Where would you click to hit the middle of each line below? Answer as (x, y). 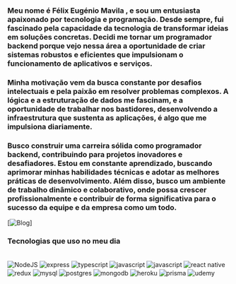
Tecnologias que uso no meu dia (64, 241)
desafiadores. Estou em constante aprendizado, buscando (110, 163)
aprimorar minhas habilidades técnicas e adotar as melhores (113, 172)
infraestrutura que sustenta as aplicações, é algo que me (107, 117)
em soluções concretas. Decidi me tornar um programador (110, 37)
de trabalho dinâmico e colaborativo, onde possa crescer (107, 189)
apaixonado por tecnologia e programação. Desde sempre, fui (116, 19)
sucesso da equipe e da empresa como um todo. (92, 207)
